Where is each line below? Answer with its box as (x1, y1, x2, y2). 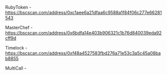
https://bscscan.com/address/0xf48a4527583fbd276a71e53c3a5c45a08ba (5, 50, 161, 56)
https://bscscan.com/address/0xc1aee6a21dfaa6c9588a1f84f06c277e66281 (5, 9, 162, 15)
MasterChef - (5, 24, 33, 30)
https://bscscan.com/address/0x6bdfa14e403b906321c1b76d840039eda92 (5, 30, 162, 35)
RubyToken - (5, 4, 31, 10)
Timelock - (5, 45, 27, 50)
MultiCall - (5, 65, 26, 71)
